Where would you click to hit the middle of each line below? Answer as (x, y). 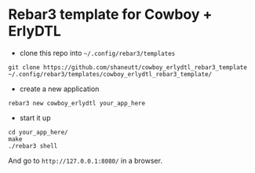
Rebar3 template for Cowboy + (110, 15)
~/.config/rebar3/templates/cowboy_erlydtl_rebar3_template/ (110, 74)
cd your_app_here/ (38, 132)
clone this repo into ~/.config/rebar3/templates (97, 53)
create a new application (59, 89)
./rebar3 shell (33, 146)
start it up (35, 118)
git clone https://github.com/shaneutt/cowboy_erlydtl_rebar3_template (127, 67)
